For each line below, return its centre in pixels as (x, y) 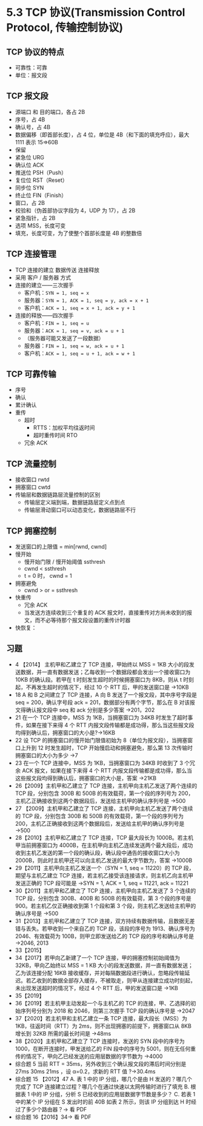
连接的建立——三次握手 (44, 285)
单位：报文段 (31, 75)
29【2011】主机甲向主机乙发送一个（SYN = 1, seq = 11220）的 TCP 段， (105, 868)
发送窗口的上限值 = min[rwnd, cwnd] (61, 547)
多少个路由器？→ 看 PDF (56, 1109)
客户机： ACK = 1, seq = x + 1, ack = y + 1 (79, 307)
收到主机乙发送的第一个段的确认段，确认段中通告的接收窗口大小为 (97, 853)
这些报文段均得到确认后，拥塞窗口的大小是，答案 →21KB (85, 778)
